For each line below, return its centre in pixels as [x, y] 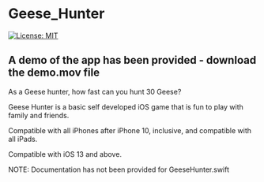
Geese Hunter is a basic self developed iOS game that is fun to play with [126, 106]
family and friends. [39, 115]
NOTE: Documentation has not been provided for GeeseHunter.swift [119, 169]
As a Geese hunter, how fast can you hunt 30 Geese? [95, 91]
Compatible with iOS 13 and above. [65, 154]
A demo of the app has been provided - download [132, 60]
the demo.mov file [54, 73]
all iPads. [23, 139]
